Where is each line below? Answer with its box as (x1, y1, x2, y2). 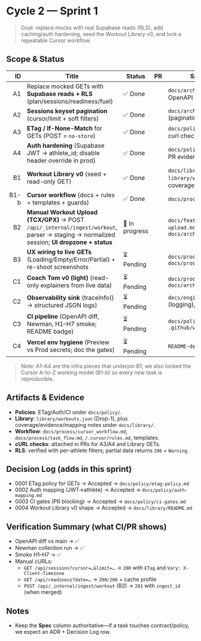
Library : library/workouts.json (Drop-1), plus (14, 415, 128, 422)
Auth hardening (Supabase (26, 141, 105, 149)
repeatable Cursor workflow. (20, 37, 92, 44)
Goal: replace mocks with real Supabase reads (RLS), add (20, 24, 163, 31)
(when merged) (23, 589, 62, 596)
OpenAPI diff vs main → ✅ (14, 538, 80, 545)
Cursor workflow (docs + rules (26, 191, 115, 199)
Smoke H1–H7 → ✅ (14, 551, 62, 558)
